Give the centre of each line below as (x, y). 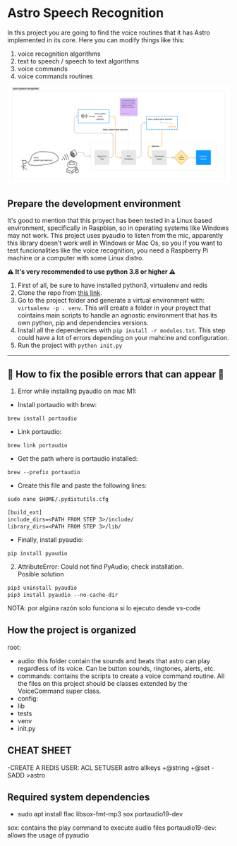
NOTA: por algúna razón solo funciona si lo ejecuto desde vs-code (104, 608)
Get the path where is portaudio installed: (78, 459)
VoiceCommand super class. (59, 691)
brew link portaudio (38, 446)
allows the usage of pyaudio (48, 835)
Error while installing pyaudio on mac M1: (77, 391)
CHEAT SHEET (39, 750)
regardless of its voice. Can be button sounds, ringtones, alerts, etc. (116, 668)
